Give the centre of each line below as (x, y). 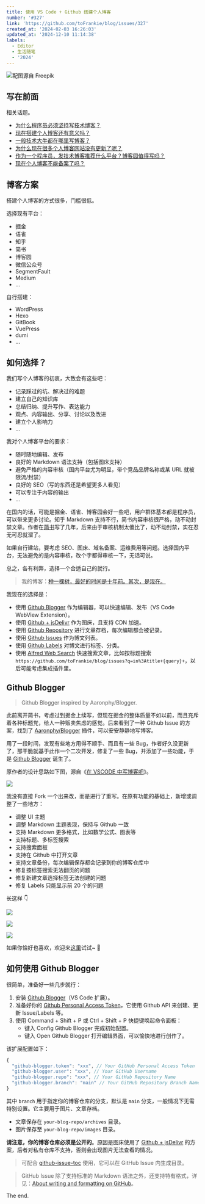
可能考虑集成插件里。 (47, 669)
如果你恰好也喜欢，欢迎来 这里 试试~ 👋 (53, 948)
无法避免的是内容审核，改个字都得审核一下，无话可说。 (86, 556)
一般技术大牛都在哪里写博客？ (52, 140)
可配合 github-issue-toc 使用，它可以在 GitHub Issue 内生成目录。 (104, 1162)
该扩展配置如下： (28, 1048)
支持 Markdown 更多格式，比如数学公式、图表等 (75, 832)
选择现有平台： (25, 214)
